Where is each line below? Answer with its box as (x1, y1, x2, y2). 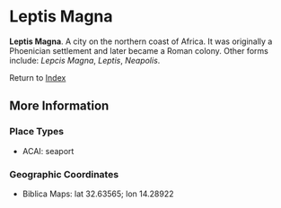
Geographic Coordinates (9, 168, 119, 180)
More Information (9, 99, 110, 114)
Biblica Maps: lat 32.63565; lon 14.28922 (22, 188, 174, 199)
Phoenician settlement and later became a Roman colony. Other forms (9, 45, 269, 56)
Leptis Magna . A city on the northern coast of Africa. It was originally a (9, 36, 273, 47)
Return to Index (9, 72, 66, 82)
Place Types (9, 126, 65, 138)
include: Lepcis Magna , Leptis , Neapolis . (9, 55, 161, 65)
